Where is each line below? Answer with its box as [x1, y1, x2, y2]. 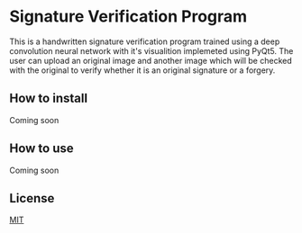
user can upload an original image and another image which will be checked [9, 55, 293, 66]
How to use [9, 141, 74, 157]
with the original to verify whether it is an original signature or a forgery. [9, 65, 276, 76]
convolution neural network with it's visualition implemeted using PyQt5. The [9, 45, 294, 56]
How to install [9, 91, 88, 106]
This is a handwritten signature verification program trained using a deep [9, 36, 280, 47]
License [9, 191, 55, 206]
